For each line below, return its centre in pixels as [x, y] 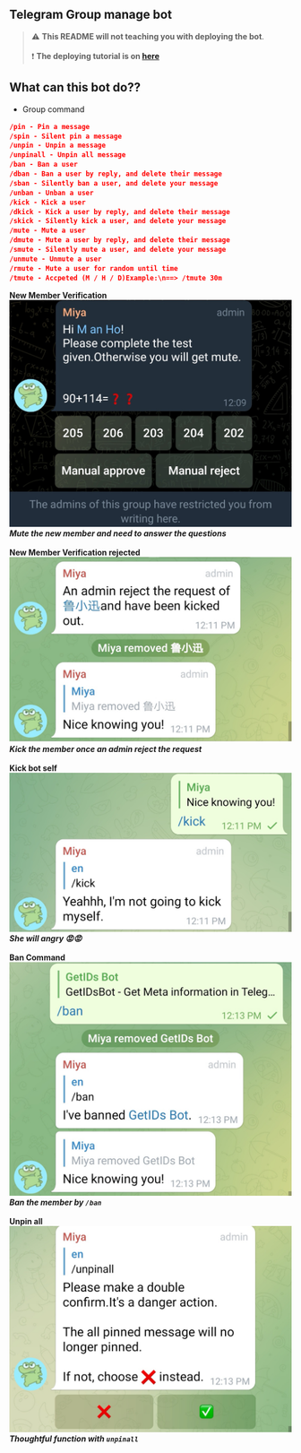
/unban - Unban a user [52, 193]
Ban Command [37, 957]
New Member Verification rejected [75, 552]
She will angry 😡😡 [46, 938]
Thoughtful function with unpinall [74, 1439]
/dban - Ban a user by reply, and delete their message [116, 174]
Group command [53, 109]
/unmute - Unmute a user [56, 259]
